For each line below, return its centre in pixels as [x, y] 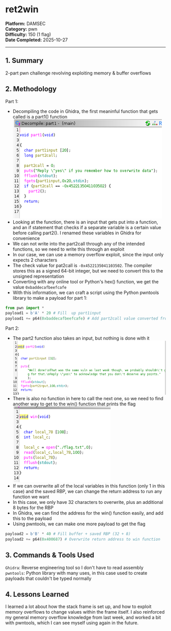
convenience [26, 238]
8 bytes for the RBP [33, 507]
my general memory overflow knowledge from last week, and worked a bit [83, 617]
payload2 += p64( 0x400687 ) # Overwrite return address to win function [83, 539]
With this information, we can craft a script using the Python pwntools [86, 293]
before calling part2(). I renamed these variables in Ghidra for [77, 233]
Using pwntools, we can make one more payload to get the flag [79, 524]
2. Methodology [31, 89]
